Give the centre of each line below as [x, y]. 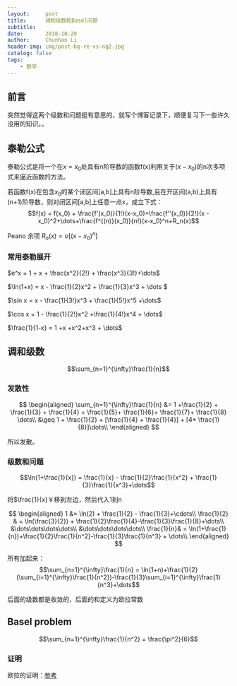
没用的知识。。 [28, 124]
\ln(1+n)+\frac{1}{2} [169, 570]
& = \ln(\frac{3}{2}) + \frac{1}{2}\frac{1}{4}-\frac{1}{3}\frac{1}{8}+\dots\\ [119, 521]
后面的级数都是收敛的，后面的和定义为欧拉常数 [75, 599]
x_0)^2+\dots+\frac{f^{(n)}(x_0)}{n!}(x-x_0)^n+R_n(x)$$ [119, 220]
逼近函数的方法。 [44, 177]
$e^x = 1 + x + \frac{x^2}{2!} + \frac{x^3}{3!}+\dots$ [84, 273]
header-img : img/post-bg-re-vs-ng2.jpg [66, 47]
